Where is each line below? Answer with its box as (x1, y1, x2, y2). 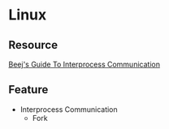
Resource (8, 38, 58, 52)
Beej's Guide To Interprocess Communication (8, 59, 161, 69)
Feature (8, 83, 49, 97)
